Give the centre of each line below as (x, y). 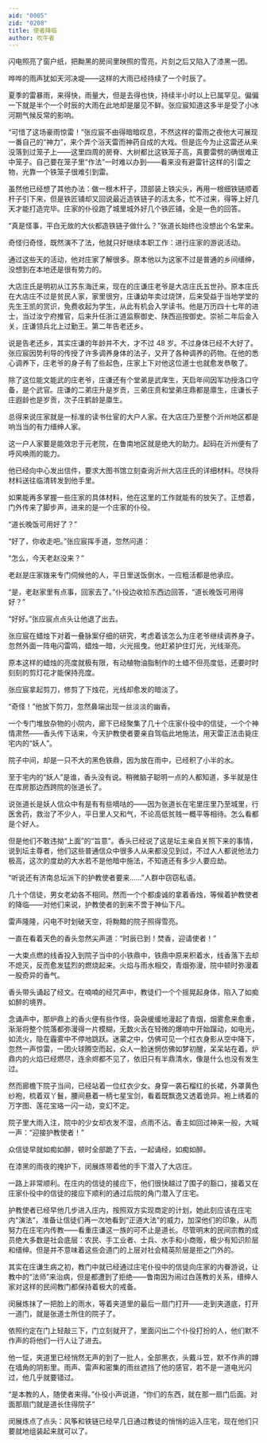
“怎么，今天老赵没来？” (46, 558)
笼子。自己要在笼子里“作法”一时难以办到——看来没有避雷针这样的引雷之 (133, 162)
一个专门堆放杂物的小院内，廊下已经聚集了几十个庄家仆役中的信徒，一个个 (130, 723)
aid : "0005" (28, 16)
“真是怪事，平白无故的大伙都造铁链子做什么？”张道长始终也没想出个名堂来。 (133, 226)
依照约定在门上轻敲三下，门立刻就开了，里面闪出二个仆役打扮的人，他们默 (130, 1331)
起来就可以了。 (67, 1431)
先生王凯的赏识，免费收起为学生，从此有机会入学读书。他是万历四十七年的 (130, 307)
